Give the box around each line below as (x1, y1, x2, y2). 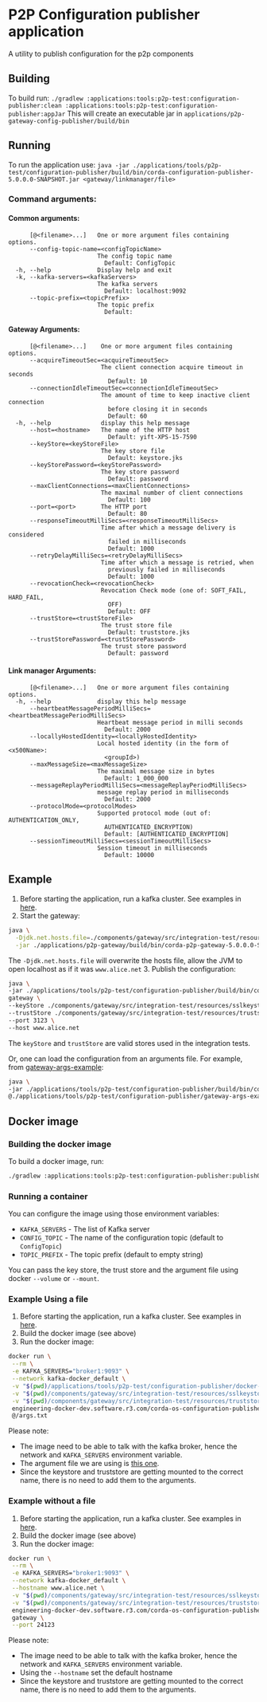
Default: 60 (107, 412, 148, 420)
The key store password (100, 468, 180, 476)
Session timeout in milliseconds (96, 844, 208, 852)
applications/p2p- (184, 110, 245, 118)
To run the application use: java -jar (8, 159, 130, 169)
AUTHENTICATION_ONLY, (8, 816, 80, 824)
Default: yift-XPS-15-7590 (107, 433, 197, 441)
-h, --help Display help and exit (15, 265, 172, 274)
